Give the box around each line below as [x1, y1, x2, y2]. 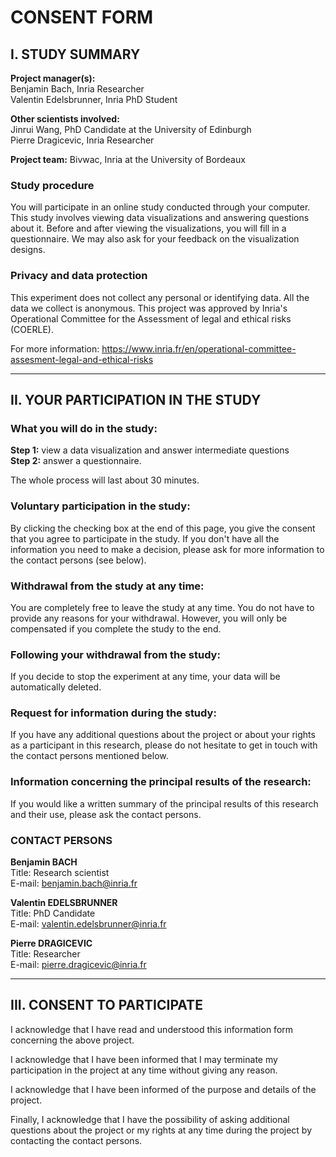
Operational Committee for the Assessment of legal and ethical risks [10, 312, 292, 325]
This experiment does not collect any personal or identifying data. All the [10, 291, 310, 303]
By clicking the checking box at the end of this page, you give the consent [10, 522, 316, 534]
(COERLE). [10, 323, 54, 335]
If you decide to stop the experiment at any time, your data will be [10, 671, 281, 683]
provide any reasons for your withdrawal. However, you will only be [10, 612, 288, 624]
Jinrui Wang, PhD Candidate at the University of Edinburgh [10, 124, 252, 135]
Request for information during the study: [10, 706, 217, 720]
